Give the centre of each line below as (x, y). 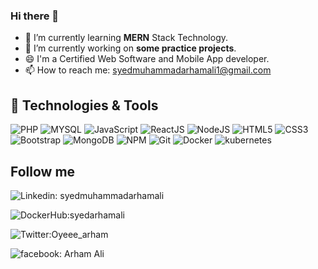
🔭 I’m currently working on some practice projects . (130, 48)
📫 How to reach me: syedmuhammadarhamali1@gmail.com (148, 70)
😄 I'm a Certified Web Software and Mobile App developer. (147, 59)
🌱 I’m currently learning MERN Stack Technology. (126, 38)
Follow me (43, 171)
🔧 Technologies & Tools (84, 105)
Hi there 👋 (35, 16)
